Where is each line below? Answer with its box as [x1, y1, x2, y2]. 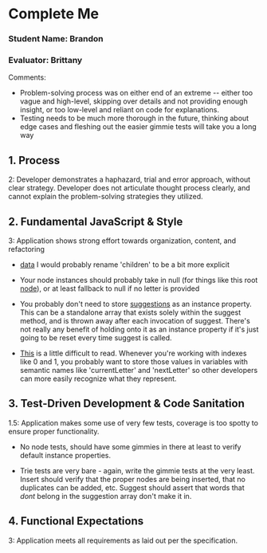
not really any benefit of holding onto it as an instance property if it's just [19, 324, 259, 335]
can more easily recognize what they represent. [19, 374, 177, 383]
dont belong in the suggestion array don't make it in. [19, 491, 192, 500]
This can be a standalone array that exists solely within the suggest [19, 308, 241, 317]
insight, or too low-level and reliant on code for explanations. [19, 105, 220, 115]
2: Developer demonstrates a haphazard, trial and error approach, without [8, 175, 251, 184]
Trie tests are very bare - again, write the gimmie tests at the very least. [19, 465, 255, 475]
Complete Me [8, 5, 100, 23]
